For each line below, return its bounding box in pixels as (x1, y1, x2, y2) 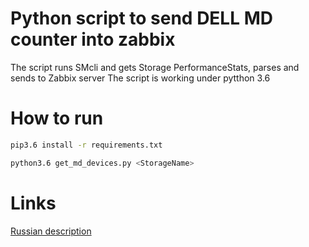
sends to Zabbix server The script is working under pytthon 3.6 (10, 72, 271, 84)
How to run (10, 107, 104, 130)
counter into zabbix (10, 28, 176, 51)
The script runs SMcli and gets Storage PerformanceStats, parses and (10, 61, 300, 73)
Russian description (10, 225, 92, 237)
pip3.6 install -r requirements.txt (10, 140, 163, 150)
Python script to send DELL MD (10, 7, 273, 30)
